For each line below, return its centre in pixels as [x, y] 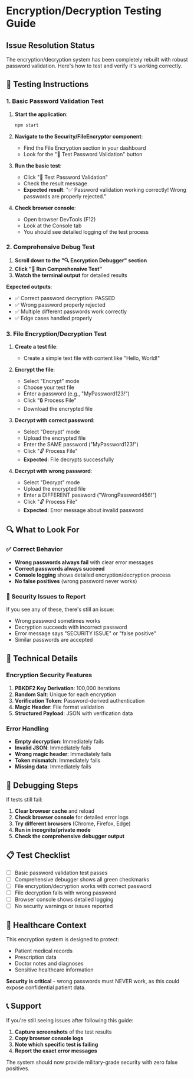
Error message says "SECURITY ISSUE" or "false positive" [86, 633]
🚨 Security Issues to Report [46, 596]
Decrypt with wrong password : [53, 471]
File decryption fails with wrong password [65, 893]
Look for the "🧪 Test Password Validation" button [83, 154]
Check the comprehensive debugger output [70, 836]
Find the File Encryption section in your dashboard [85, 148]
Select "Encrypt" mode [51, 381]
